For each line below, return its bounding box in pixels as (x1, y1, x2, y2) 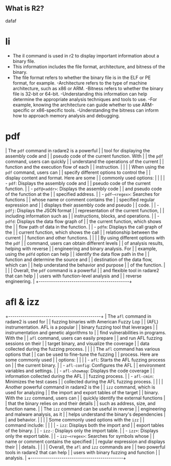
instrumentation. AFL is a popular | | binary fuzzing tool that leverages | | (5, 324, 158, 330)
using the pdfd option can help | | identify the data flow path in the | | (5, 251, 150, 257)
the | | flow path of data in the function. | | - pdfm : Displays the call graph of (5, 224, 163, 230)
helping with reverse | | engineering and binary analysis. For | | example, (5, 246, 157, 252)
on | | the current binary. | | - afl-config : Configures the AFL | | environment (5, 362, 166, 368)
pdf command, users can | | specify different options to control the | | (5, 169, 151, 175)
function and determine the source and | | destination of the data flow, (5, 256, 153, 262)
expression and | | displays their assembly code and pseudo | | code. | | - (5, 202, 159, 208)
